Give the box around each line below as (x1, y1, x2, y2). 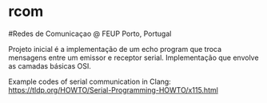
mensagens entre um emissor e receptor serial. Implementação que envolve (8, 53, 259, 62)
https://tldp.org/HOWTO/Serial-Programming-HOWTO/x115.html (8, 85, 218, 94)
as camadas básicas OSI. (8, 61, 92, 70)
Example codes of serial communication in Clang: (8, 77, 172, 86)
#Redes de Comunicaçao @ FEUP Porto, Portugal (8, 29, 172, 38)
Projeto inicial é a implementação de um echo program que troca (8, 44, 222, 53)
